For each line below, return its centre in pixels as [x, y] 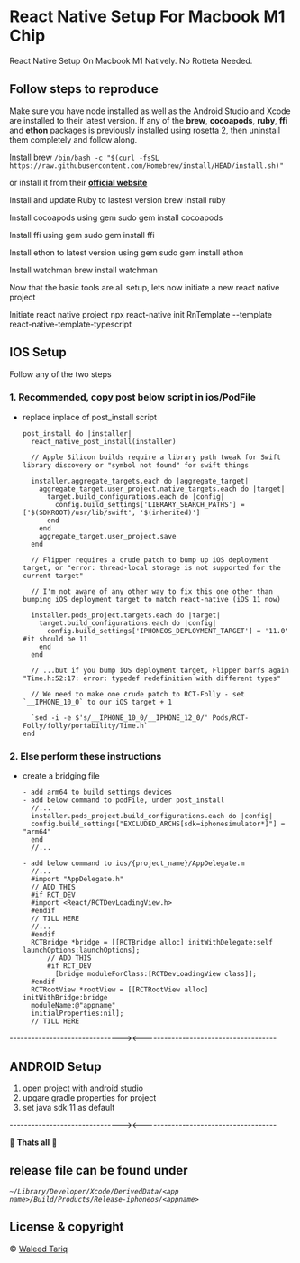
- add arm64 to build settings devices [97, 793]
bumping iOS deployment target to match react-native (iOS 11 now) [151, 599]
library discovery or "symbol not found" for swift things [136, 465]
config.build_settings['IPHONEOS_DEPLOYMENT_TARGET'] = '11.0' [168, 631]
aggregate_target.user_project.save [108, 536]
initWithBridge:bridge [65, 998]
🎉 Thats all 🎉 [33, 1142]
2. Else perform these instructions [86, 756]
